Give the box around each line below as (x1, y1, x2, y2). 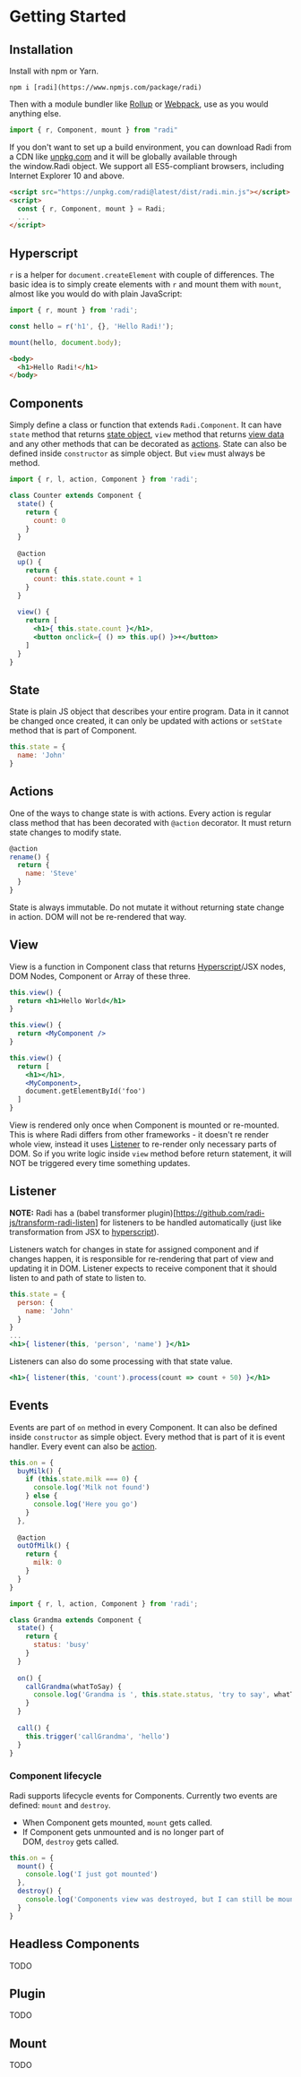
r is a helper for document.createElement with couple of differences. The (9, 270, 275, 280)
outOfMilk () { (17, 1541, 70, 1550)
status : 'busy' (32, 1641, 90, 1650)
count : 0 (32, 516, 66, 525)
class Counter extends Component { (9, 491, 142, 500)
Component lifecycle (9, 1770, 102, 1782)
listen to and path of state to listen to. (9, 1272, 147, 1283)
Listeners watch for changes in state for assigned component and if (9, 1243, 260, 1255)
